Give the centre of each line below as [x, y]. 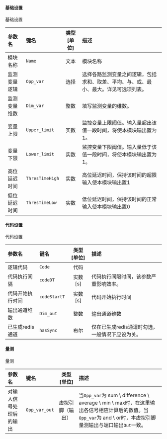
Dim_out [48, 314]
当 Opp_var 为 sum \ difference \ [114, 395]
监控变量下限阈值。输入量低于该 [119, 147]
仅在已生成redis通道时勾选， [125, 327]
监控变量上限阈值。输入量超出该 [119, 123]
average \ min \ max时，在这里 [114, 403]
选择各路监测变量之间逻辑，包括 [119, 75]
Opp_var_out [40, 410]
